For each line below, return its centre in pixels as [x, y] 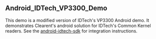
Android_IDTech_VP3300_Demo [56, 8]
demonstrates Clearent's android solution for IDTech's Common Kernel [78, 25]
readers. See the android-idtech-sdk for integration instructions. [71, 31]
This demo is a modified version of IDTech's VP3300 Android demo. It [77, 20]
